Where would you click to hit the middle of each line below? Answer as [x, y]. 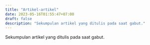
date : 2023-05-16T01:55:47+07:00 [40, 14]
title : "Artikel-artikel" [32, 10]
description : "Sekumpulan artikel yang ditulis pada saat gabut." [75, 23]
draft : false [19, 19]
